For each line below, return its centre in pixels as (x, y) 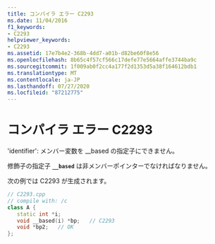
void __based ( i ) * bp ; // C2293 (66, 221)
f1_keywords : (26, 27)
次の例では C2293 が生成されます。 (59, 181)
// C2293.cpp (26, 194)
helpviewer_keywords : (39, 40)
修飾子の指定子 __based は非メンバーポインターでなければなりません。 (109, 166)
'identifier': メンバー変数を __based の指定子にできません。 (93, 151)
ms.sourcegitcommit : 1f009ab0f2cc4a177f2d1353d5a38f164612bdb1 (102, 66)
